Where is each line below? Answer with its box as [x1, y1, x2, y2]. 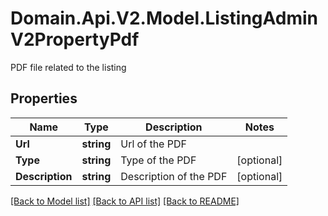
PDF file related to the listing [10, 61, 127, 73]
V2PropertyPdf [10, 28, 140, 51]
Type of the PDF [120, 153, 197, 167]
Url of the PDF [120, 137, 187, 151]
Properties [10, 90, 78, 107]
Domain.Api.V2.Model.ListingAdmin [10, 7, 319, 30]
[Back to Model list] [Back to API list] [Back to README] [10, 195, 240, 207]
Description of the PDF [120, 169, 228, 183]
